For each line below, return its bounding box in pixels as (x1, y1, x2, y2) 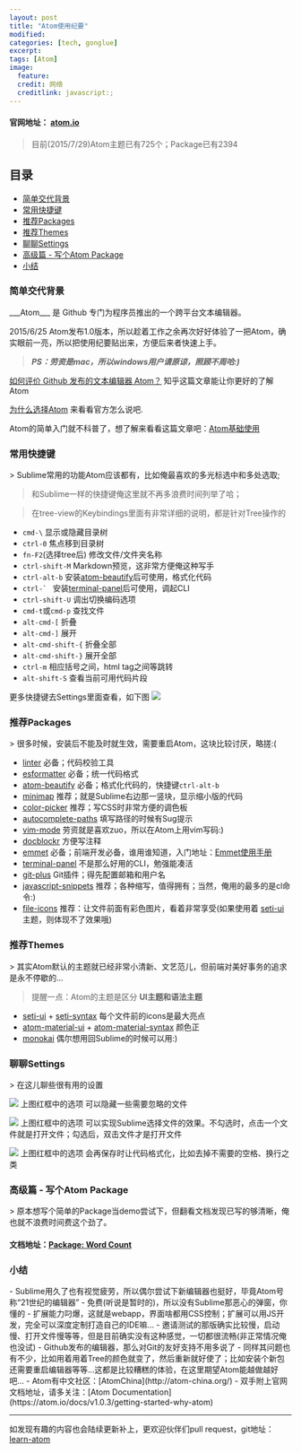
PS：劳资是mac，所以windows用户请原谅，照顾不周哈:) (30, 356, 240, 367)
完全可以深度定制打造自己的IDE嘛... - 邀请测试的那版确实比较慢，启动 (24, 1319, 280, 1330)
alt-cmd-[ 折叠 (21, 616, 78, 628)
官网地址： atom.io (9, 117, 80, 128)
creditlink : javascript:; (17, 88, 115, 97)
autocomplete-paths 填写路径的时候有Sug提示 (21, 814, 193, 824)
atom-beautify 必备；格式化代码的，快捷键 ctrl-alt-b (21, 779, 219, 790)
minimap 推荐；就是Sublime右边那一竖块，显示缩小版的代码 (21, 791, 244, 802)
